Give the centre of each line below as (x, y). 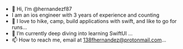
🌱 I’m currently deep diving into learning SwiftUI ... (72, 33)
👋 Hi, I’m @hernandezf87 (42, 9)
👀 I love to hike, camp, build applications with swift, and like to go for (94, 21)
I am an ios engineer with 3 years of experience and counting (85, 15)
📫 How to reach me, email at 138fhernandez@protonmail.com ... (89, 40)
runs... (19, 27)
